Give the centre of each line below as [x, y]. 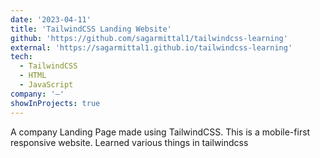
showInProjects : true [55, 103]
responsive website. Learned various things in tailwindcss [129, 142]
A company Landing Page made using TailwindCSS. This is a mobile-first [160, 132]
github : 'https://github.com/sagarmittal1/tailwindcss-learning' [149, 38]
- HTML [33, 76]
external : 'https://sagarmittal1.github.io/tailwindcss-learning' [151, 47]
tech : [21, 57]
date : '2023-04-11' [51, 19]
